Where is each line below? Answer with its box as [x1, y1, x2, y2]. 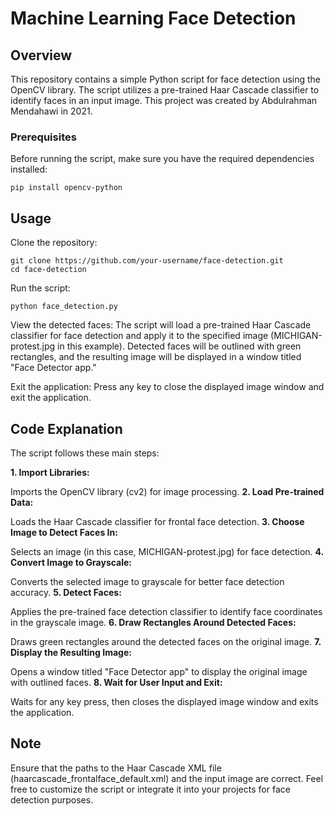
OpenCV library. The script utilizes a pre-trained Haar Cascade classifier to [10, 84, 320, 96]
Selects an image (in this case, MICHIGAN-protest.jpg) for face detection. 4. [10, 545, 324, 557]
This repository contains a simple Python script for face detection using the [10, 73, 322, 85]
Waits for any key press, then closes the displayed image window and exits [10, 695, 319, 707]
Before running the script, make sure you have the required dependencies [10, 153, 315, 165]
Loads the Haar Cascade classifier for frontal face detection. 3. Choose [10, 515, 305, 527]
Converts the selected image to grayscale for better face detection [10, 575, 285, 587]
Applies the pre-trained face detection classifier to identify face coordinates [10, 605, 323, 617]
